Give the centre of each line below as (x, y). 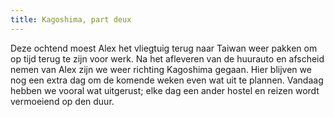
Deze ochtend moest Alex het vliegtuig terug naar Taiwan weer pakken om (164, 48)
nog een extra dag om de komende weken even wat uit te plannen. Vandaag (167, 80)
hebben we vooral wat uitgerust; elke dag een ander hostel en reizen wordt (165, 90)
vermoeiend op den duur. (62, 101)
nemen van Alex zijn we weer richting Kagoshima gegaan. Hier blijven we (161, 69)
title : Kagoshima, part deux (71, 19)
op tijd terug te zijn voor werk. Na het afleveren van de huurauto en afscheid (167, 58)
